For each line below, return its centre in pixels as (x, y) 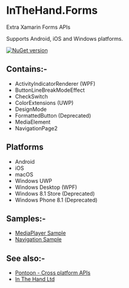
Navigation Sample (38, 239)
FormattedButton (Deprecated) (53, 115)
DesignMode (31, 109)
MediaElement (33, 122)
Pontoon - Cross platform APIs (53, 273)
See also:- (26, 258)
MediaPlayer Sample (40, 233)
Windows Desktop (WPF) (46, 187)
